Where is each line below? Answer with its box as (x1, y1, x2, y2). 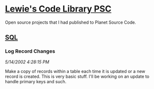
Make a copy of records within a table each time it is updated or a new (5, 68, 145, 74)
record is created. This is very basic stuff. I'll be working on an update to (5, 74, 150, 79)
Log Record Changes (5, 48, 56, 55)
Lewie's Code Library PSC (5, 3, 111, 15)
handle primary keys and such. (5, 78, 67, 84)
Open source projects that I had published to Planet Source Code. (5, 19, 137, 25)
